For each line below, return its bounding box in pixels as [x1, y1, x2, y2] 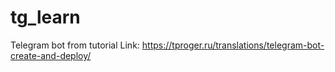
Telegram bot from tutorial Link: [10, 39, 140, 51]
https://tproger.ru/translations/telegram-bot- [141, 39, 325, 51]
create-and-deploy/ [10, 49, 92, 61]
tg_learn [10, 6, 81, 29]
